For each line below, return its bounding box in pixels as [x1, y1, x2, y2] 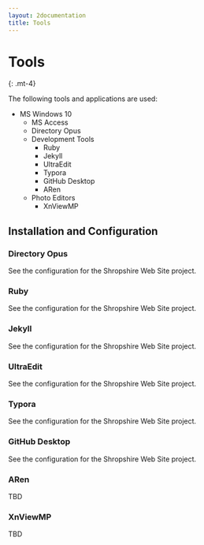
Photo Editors [31, 193, 76, 203]
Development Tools [31, 135, 95, 144]
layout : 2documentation [8, 11, 87, 20]
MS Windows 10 [19, 110, 72, 119]
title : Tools [8, 19, 51, 27]
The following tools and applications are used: [8, 94, 158, 103]
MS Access [31, 118, 69, 127]
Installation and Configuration [8, 224, 158, 237]
